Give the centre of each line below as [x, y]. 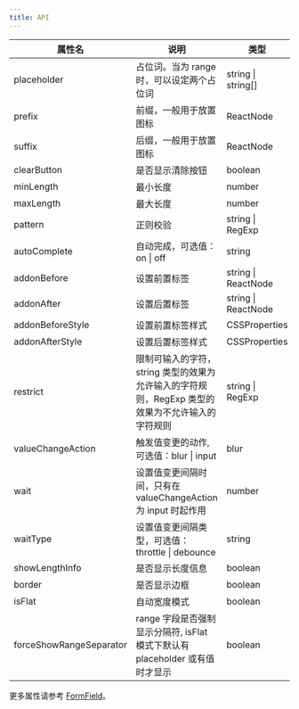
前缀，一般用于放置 [176, 110]
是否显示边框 [162, 585]
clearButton [38, 169]
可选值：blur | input [176, 456]
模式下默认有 [162, 645]
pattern [29, 224]
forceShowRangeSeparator [70, 645]
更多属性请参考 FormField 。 [60, 696]
